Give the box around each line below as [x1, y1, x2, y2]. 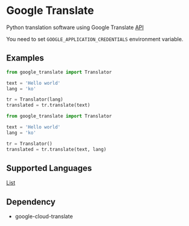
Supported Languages [6, 163, 92, 173]
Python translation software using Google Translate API [6, 24, 144, 31]
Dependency [6, 196, 56, 207]
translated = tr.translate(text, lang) [6, 146, 107, 152]
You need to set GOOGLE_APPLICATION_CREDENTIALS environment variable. [6, 35, 184, 42]
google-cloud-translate [14, 213, 74, 220]
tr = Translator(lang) [6, 96, 63, 103]
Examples [6, 53, 44, 64]
